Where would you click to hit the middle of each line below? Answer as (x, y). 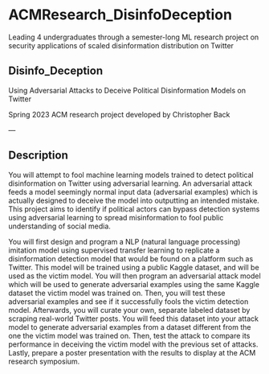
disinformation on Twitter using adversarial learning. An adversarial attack (130, 183)
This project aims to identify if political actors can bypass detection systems (134, 209)
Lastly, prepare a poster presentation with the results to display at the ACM (132, 352)
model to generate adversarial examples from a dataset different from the (130, 327)
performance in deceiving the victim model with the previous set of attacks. (133, 344)
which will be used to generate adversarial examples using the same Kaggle (134, 284)
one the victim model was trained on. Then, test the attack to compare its (129, 335)
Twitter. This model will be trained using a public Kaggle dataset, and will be (134, 267)
